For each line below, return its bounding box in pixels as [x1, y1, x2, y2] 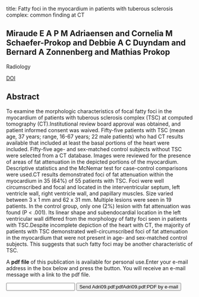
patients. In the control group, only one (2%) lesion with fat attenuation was [6, 202, 191, 210]
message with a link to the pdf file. [6, 271, 91, 278]
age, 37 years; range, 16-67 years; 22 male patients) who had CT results [6, 133, 184, 140]
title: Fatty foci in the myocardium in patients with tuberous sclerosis [6, 5, 173, 12]
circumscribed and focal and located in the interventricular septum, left [6, 183, 180, 190]
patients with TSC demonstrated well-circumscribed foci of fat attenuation [6, 227, 188, 235]
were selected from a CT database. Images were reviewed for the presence [6, 152, 191, 159]
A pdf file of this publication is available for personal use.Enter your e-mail [6, 258, 188, 265]
